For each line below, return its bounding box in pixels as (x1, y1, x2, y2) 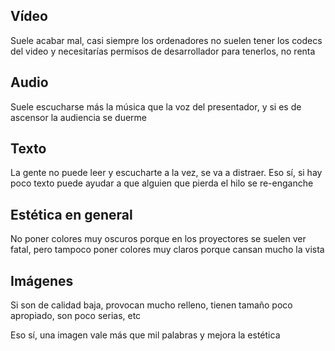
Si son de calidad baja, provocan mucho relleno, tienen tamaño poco (10, 299, 293, 311)
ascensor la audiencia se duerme (10, 111, 148, 123)
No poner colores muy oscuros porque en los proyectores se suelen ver (10, 233, 307, 245)
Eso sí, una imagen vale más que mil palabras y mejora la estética (10, 329, 281, 341)
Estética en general (10, 206, 133, 223)
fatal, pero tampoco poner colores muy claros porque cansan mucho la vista (10, 244, 325, 256)
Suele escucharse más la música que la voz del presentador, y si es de (10, 100, 302, 113)
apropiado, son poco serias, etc (10, 310, 142, 322)
